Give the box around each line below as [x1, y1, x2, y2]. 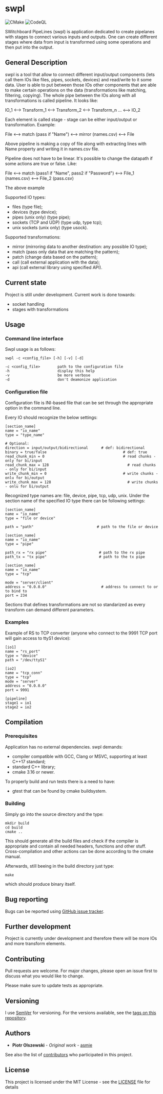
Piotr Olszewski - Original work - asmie [12, 1042, 93, 1048]
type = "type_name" [5, 432, 45, 438]
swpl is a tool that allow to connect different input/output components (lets [5, 72, 155, 77]
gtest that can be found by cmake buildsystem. [12, 788, 107, 794]
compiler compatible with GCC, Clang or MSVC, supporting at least [12, 753, 147, 759]
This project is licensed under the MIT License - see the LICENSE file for [5, 1079, 150, 1085]
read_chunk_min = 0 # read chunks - [5, 454, 156, 459]
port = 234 [5, 593, 27, 598]
